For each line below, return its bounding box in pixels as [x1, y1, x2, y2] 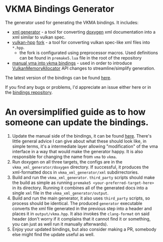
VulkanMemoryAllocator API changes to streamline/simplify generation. [12, 65, 156, 71]
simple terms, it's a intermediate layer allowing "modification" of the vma [12, 143, 158, 149]
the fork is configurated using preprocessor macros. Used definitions [19, 50, 158, 56]
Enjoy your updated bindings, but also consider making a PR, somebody [12, 226, 157, 232]
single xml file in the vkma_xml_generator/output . [12, 190, 109, 196]
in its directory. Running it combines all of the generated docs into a [12, 184, 148, 191]
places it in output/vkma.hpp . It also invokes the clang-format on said [12, 211, 150, 217]
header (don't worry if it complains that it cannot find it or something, [12, 216, 151, 222]
